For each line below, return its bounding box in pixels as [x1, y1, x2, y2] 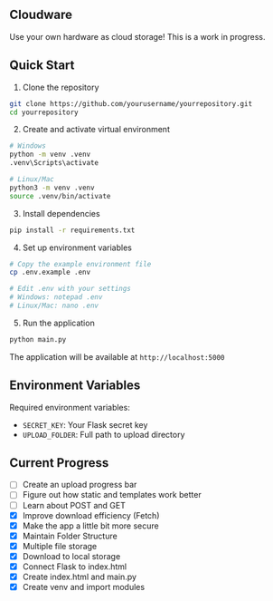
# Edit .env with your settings [9, 285, 131, 294]
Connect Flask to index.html [22, 561, 127, 572]
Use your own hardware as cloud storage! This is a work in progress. [9, 31, 266, 42]
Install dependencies [22, 208, 101, 218]
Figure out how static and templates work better [22, 490, 202, 500]
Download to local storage [22, 550, 121, 561]
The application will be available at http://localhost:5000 [9, 351, 225, 362]
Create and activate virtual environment [22, 124, 170, 135]
